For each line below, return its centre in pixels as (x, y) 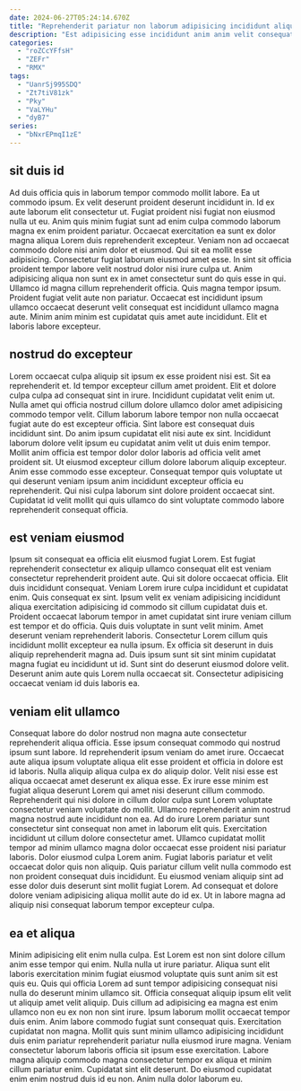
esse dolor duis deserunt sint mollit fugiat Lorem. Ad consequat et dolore (144, 886)
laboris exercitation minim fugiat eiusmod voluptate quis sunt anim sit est (144, 973)
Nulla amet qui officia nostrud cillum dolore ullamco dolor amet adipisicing (146, 404)
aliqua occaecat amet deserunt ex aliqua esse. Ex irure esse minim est (139, 781)
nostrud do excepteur (71, 354)
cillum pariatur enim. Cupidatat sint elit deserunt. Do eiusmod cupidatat (141, 1069)
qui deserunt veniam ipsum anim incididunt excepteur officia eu (126, 480)
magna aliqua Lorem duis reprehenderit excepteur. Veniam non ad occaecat (149, 240)
